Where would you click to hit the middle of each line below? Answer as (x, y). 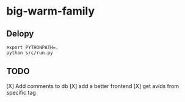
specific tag (21, 92)
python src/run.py (30, 53)
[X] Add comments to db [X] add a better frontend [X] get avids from (92, 86)
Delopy (20, 34)
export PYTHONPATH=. (33, 47)
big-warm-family (50, 11)
